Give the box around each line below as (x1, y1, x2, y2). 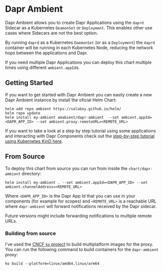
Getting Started (5, 79, 53, 87)
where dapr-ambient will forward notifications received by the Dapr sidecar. (5, 203, 157, 209)
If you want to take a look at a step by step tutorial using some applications (5, 128, 156, 134)
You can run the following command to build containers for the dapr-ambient (5, 246, 159, 252)
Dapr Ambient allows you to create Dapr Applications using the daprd (5, 20, 144, 25)
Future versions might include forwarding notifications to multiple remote (5, 213, 152, 219)
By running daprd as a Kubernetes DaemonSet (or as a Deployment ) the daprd (5, 39, 155, 45)
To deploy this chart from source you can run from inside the (5, 165, 128, 171)
